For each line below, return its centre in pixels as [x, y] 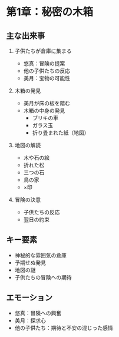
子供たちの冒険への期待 [43, 277]
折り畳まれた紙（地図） [61, 133]
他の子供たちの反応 [47, 71]
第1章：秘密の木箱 [50, 12]
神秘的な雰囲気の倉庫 [40, 255]
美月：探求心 [30, 320]
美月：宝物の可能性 [47, 78]
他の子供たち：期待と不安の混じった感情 [64, 328]
